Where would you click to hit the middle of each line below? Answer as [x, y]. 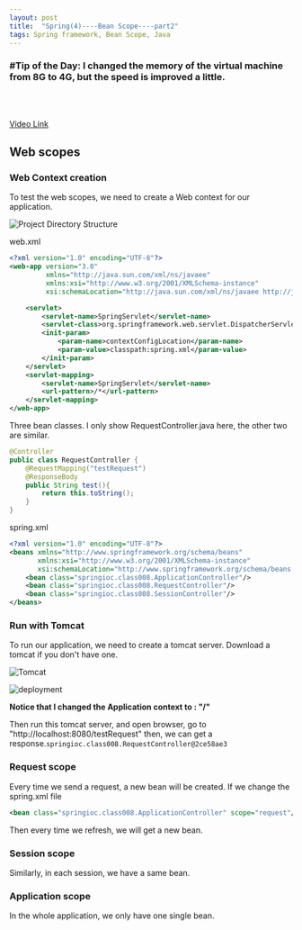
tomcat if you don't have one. [64, 655]
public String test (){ [68, 485]
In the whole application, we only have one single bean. [112, 916]
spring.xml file [36, 796]
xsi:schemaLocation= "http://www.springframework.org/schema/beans [164, 569]
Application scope [50, 896]
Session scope [42, 853]
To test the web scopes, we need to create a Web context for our [129, 197]
